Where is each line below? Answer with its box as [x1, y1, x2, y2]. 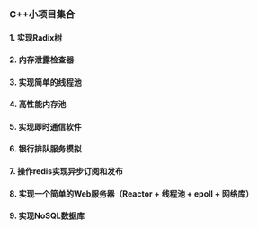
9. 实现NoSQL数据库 [9, 210, 85, 222]
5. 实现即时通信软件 [9, 121, 82, 132]
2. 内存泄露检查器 [9, 54, 75, 65]
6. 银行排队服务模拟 [9, 143, 83, 154]
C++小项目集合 [9, 7, 76, 20]
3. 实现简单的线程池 [9, 77, 83, 87]
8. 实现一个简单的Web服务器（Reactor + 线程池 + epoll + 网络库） [9, 188, 254, 199]
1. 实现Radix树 [9, 32, 63, 42]
